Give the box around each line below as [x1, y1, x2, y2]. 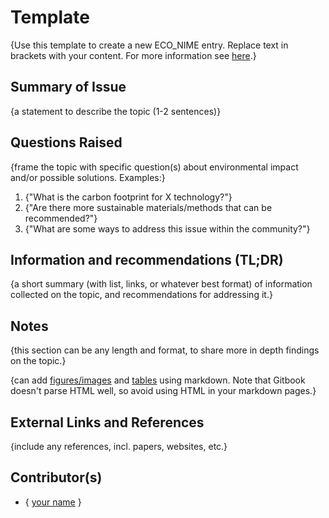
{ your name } [24, 496, 82, 508]
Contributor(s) [10, 469, 103, 486]
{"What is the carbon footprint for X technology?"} [24, 191, 233, 203]
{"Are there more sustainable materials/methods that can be [24, 201, 273, 213]
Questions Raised [10, 134, 123, 151]
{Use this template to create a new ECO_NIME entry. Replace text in [10, 39, 289, 51]
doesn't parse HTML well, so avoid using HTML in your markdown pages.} [10, 385, 317, 397]
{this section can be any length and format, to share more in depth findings [10, 344, 320, 356]
